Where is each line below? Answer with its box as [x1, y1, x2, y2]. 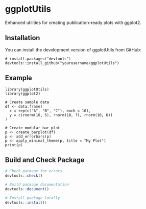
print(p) [5, 142, 23, 147]
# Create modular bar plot [5, 125, 60, 130]
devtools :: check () [5, 173, 43, 178]
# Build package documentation [5, 182, 69, 187]
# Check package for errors [5, 169, 63, 174]
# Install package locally [5, 195, 60, 200]
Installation [5, 34, 40, 42]
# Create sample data [5, 99, 49, 105]
